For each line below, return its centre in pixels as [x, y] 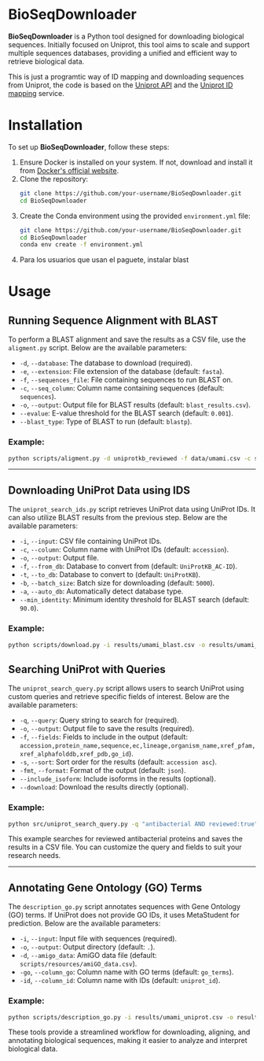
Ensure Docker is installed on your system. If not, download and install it [136, 162]
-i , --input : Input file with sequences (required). [98, 939]
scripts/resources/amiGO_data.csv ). [78, 964]
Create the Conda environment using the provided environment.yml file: [135, 216]
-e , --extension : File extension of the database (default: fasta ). [122, 372]
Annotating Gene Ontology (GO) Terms [105, 887]
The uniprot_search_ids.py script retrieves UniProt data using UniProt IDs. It [132, 509]
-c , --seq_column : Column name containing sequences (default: [122, 388]
